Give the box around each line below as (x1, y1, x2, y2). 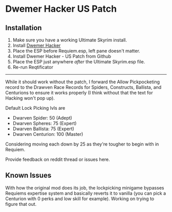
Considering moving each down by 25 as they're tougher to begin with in (5, 141, 159, 147)
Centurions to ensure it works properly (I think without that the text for (5, 90, 154, 96)
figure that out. (5, 201, 37, 207)
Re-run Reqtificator (12, 64, 54, 70)
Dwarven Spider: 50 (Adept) (12, 115, 73, 121)
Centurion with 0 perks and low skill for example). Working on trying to (5, 195, 155, 202)
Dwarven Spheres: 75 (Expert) (12, 121, 77, 126)
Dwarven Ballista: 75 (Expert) (12, 126, 74, 132)
